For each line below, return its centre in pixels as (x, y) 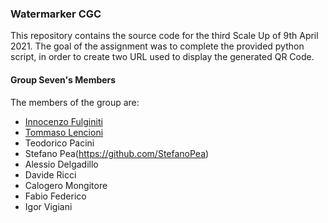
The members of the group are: (75, 102)
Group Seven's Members (63, 79)
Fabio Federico (55, 196)
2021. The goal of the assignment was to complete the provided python (157, 46)
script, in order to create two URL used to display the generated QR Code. (162, 57)
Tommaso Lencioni (64, 132)
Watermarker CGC (56, 14)
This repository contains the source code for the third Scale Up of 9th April (164, 36)
